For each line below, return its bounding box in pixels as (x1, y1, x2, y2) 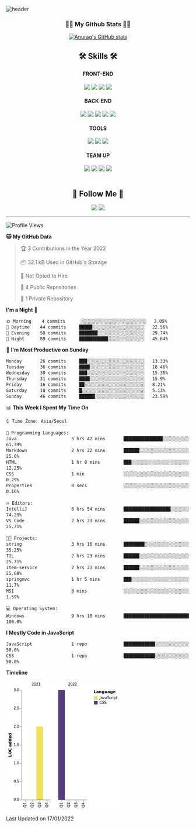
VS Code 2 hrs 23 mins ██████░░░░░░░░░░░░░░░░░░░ (6, 518, 190, 524)
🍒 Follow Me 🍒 (72, 189, 124, 199)
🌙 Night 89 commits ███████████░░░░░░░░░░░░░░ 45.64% (6, 336, 168, 342)
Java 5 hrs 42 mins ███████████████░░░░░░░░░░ (6, 436, 190, 442)
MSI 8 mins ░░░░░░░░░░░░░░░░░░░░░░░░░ (6, 589, 190, 594)
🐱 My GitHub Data (6, 233, 52, 240)
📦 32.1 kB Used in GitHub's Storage (20, 259, 107, 266)
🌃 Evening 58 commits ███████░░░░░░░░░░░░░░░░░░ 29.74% (6, 330, 168, 336)
